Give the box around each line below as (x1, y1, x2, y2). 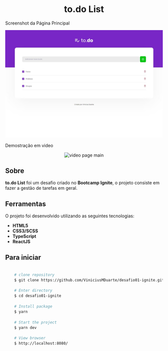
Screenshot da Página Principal (5, 20, 70, 26)
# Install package (14, 304, 52, 309)
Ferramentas (5, 199, 46, 208)
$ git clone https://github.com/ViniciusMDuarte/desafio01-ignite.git (14, 277, 164, 282)
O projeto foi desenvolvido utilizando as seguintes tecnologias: (5, 213, 134, 219)
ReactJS (12, 239, 31, 245)
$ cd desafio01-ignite (14, 293, 61, 298)
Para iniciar (5, 253, 41, 261)
